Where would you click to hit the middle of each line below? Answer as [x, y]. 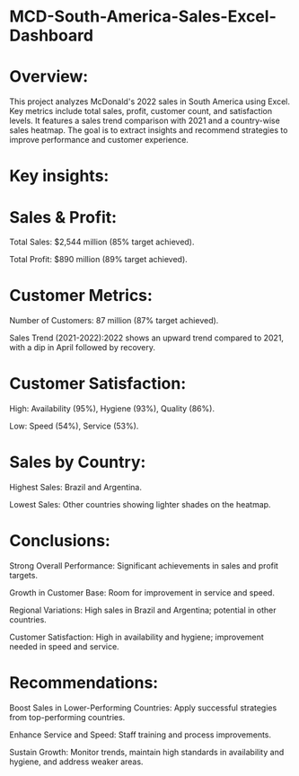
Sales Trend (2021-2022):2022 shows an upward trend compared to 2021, [147, 338]
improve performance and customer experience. [99, 140]
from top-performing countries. [67, 717]
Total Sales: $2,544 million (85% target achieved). [102, 242]
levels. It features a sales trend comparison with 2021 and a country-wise [145, 121]
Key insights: [59, 176]
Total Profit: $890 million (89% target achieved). [99, 260]
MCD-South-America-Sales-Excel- [143, 17]
